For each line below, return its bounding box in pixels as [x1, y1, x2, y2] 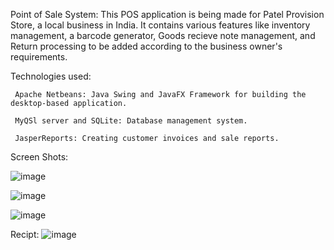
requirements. [10, 51, 68, 63]
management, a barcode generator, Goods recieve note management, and [10, 30, 316, 41]
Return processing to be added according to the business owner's [10, 40, 283, 52]
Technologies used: [10, 70, 92, 82]
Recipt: [10, 229, 40, 240]
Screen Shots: [10, 151, 69, 163]
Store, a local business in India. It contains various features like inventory [10, 19, 311, 31]
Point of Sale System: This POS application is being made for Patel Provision [10, 9, 325, 20]
